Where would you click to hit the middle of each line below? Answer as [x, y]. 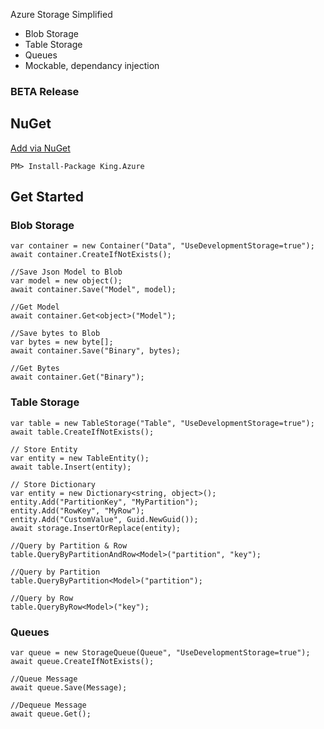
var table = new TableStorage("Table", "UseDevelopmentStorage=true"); [162, 423]
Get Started [47, 197]
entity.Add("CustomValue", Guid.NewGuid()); [104, 519]
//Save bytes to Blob [55, 334]
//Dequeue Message [48, 705]
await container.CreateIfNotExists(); [91, 255]
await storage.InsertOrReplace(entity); [96, 528]
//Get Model [35, 307]
